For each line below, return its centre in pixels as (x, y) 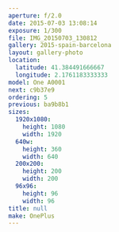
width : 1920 (42, 134)
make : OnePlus (32, 216)
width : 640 (40, 156)
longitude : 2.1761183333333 (62, 75)
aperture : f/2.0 (35, 16)
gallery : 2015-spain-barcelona (60, 45)
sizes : (19, 112)
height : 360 (42, 149)
